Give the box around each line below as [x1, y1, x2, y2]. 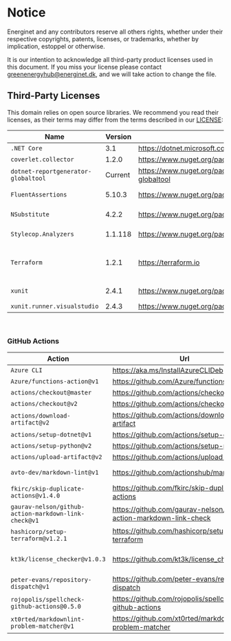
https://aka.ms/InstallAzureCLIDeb [112, 366, 223, 375]
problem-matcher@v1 [10, 622, 74, 630]
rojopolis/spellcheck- [10, 596, 85, 604]
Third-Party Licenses [7, 90, 100, 102]
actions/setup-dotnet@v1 [10, 431, 92, 439]
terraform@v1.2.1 [10, 535, 67, 543]
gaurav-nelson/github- [10, 503, 85, 511]
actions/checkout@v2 [10, 400, 78, 408]
